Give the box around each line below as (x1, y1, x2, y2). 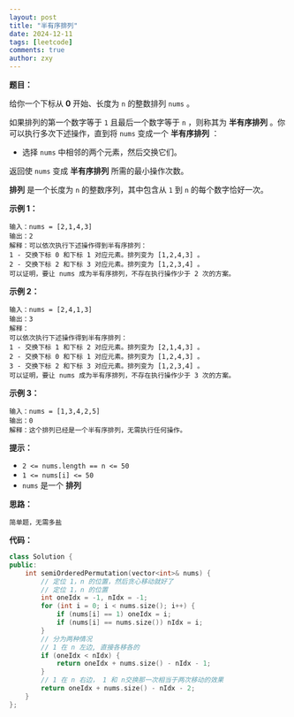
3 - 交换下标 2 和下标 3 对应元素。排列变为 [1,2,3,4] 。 (9, 362, 205, 370)
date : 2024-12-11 (9, 29, 73, 38)
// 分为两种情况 (41, 634, 93, 644)
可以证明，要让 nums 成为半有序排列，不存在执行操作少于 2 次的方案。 (9, 270, 236, 278)
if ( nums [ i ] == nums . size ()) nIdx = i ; (56, 618, 203, 627)
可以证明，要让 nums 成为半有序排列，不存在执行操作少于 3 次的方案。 (9, 371, 236, 380)
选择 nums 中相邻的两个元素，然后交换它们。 (21, 147, 183, 157)
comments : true (9, 46, 65, 55)
